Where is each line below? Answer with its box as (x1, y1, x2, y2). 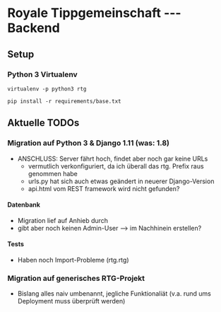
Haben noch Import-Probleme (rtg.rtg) (17, 255, 129, 264)
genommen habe (28, 169, 78, 178)
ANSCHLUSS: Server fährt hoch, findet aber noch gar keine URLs (17, 154, 208, 163)
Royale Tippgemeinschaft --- (7, 5, 181, 21)
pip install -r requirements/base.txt (7, 98, 121, 105)
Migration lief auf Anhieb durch (17, 216, 108, 224)
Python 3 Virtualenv (7, 69, 78, 79)
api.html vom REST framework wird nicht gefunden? (28, 184, 180, 192)
